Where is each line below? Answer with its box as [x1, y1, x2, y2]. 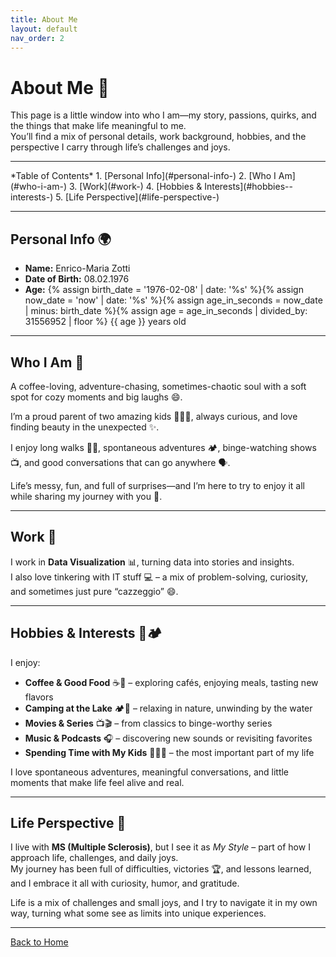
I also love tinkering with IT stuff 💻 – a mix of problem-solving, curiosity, [10, 571, 308, 583]
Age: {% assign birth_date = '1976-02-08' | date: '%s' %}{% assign [24, 284, 304, 296]
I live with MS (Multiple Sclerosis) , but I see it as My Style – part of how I [10, 841, 311, 853]
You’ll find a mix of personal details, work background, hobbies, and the [10, 131, 307, 143]
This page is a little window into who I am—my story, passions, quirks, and [10, 109, 317, 121]
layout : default [10, 24, 78, 34]
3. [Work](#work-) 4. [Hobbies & [68, 181, 203, 193]
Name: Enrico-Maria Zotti [24, 262, 131, 275]
